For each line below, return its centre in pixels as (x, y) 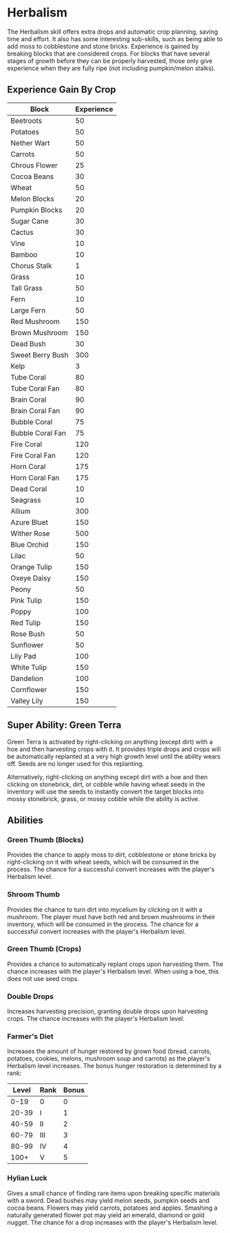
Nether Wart (30, 143)
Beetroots (26, 120)
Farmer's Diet (30, 1037)
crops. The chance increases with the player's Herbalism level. (96, 1019)
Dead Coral (29, 489)
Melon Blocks (33, 198)
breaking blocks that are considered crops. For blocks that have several (108, 54)
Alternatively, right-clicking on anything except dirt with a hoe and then (107, 776)
